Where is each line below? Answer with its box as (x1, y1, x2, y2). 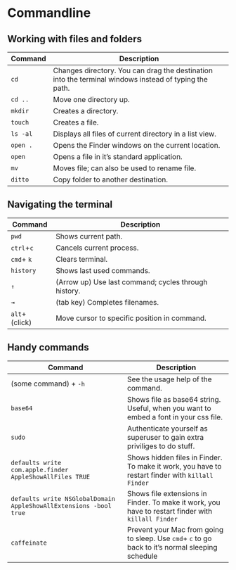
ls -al (11, 130, 33, 138)
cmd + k (11, 254, 32, 264)
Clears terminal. (55, 254, 108, 264)
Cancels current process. (55, 243, 139, 253)
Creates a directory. (53, 106, 119, 115)
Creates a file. (53, 118, 99, 127)
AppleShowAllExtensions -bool (11, 502, 112, 509)
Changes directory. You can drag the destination (53, 65, 213, 75)
